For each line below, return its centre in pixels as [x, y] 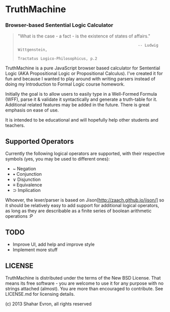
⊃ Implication [27, 190]
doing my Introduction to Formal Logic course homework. [65, 84]
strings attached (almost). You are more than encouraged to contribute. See [84, 288]
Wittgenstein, [32, 50]
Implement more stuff [35, 250]
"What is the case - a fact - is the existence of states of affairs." [84, 36]
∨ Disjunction [27, 180]
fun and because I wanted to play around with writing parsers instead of [80, 79]
